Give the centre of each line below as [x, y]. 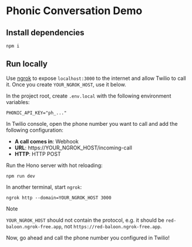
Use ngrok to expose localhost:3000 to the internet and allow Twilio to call [96, 78]
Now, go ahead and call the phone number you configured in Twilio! [88, 238]
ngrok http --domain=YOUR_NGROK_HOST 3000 [59, 198]
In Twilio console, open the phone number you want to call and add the [92, 123]
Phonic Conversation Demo [74, 11]
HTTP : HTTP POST [38, 153]
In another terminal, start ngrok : [44, 187]
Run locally [27, 64]
